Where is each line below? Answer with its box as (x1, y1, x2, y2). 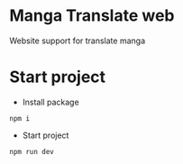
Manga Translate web (9, 5, 175, 26)
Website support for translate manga (9, 35, 146, 46)
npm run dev (9, 147, 54, 156)
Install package (22, 96, 79, 107)
